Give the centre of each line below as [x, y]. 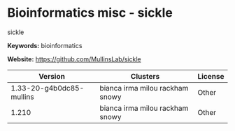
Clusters [145, 76]
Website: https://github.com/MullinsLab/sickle [74, 59]
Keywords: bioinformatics [45, 45]
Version [51, 76]
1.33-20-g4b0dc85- [48, 88]
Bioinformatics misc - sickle [90, 13]
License [211, 76]
